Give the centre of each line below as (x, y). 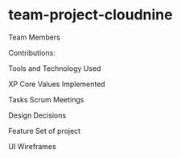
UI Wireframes (32, 146)
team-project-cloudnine (90, 15)
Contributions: (32, 52)
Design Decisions (37, 115)
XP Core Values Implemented (57, 84)
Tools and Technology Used (55, 68)
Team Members (34, 37)
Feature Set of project (45, 131)
